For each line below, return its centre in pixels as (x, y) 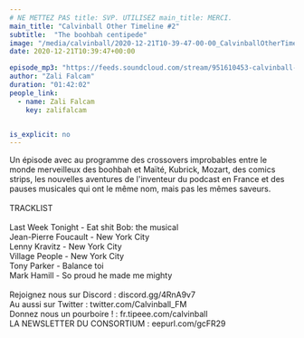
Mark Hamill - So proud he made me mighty (91, 275)
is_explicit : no (40, 134)
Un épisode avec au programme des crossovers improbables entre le (138, 160)
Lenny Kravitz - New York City (66, 246)
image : (22, 43)
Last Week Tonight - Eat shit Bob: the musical (94, 227)
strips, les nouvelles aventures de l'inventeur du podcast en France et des (147, 179)
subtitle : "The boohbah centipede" (78, 34)
